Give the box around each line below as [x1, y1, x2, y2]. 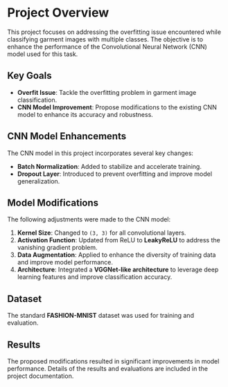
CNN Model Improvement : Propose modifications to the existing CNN [17, 102, 217, 111]
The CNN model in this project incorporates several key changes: [7, 149, 194, 157]
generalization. [17, 177, 60, 185]
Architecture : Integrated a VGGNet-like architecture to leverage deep [17, 265, 219, 274]
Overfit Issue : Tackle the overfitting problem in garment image [17, 88, 197, 96]
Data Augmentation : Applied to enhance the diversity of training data [17, 251, 216, 259]
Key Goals [7, 70, 52, 82]
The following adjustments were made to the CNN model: [7, 215, 171, 224]
